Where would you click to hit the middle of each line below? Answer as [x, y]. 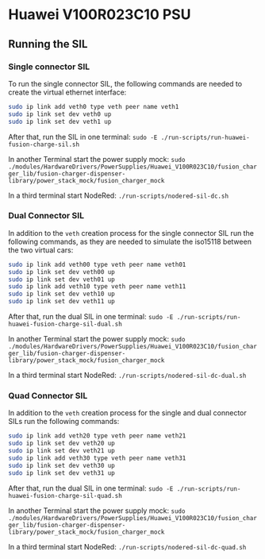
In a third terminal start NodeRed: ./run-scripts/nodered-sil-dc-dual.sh [127, 376]
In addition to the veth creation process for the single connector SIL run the [131, 233]
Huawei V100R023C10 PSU [100, 15]
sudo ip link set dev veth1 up [60, 121]
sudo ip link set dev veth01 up [61, 279]
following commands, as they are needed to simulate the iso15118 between [130, 241]
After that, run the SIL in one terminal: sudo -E [83, 137]
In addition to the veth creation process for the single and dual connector [128, 413]
